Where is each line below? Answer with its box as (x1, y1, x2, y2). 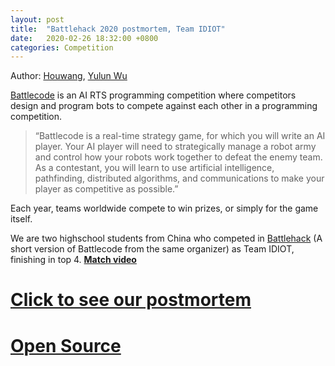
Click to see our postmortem (10, 289, 252, 311)
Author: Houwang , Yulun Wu (10, 70, 128, 82)
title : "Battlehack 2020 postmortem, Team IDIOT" (10, 24, 226, 34)
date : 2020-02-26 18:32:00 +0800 (10, 33, 159, 43)
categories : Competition (10, 42, 114, 53)
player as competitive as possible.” (34, 183, 179, 195)
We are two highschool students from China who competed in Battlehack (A (10, 232, 323, 245)
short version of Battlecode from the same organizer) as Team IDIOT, (10, 243, 295, 255)
